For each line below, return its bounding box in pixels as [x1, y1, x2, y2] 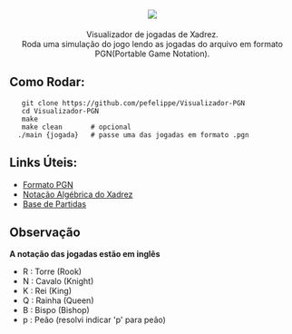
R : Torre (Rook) [22, 266, 83, 277]
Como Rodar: [9, 74, 85, 90]
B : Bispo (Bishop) [22, 305, 91, 316]
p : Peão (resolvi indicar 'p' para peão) [22, 314, 166, 326]
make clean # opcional [21, 123, 131, 132]
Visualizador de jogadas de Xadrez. [85, 28, 219, 40]
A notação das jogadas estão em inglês [9, 249, 161, 260]
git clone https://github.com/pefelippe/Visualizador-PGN [21, 98, 246, 108]
